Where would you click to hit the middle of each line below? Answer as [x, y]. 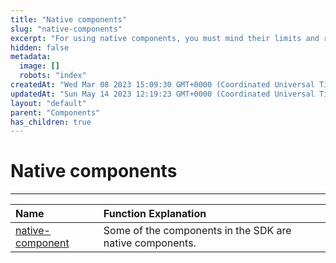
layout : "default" [48, 103]
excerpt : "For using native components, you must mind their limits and [165, 38]
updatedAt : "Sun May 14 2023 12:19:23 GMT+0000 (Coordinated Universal [162, 94]
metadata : [31, 57]
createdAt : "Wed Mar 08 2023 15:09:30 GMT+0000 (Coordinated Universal [162, 85]
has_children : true [51, 122]
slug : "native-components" [66, 29]
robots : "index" [53, 76]
